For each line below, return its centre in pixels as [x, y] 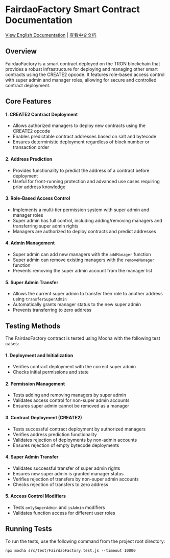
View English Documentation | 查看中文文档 [51, 35]
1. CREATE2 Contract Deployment [42, 114]
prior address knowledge [39, 187]
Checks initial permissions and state [51, 372]
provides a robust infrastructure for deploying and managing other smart [82, 69]
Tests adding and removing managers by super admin [69, 395]
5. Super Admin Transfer [32, 282]
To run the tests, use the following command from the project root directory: [85, 541]
